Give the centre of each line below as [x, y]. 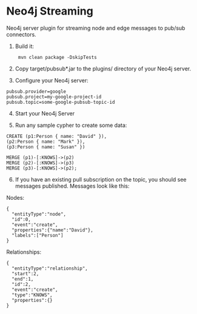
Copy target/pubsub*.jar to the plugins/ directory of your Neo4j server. [103, 69]
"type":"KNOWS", [32, 295]
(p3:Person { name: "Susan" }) [46, 147]
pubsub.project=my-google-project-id [54, 97]
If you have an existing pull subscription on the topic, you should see [101, 179]
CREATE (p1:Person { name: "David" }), [57, 136]
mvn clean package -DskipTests [57, 57]
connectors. [21, 34]
